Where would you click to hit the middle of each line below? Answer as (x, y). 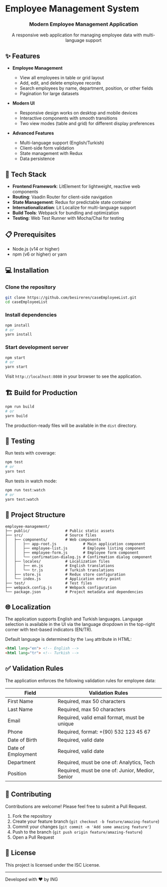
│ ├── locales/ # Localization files (58, 561)
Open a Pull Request (33, 837)
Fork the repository (32, 816)
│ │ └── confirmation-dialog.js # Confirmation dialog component (79, 557)
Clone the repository (31, 287)
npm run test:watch (25, 490)
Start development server (37, 347)
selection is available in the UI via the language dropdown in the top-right (80, 624)
